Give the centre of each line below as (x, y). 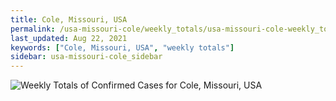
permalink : (33, 29)
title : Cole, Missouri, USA (69, 19)
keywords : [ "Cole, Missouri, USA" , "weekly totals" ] (122, 47)
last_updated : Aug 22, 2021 (69, 38)
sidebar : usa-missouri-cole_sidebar (86, 57)
